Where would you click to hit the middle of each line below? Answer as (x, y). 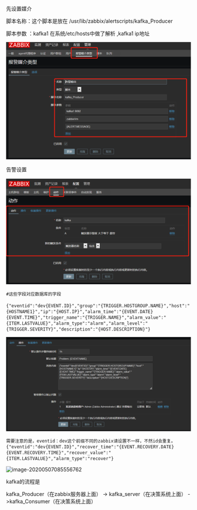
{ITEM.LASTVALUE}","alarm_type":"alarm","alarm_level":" (77, 324)
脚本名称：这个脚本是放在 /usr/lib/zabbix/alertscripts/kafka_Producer (89, 21)
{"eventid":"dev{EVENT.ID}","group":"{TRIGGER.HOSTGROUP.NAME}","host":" (98, 306)
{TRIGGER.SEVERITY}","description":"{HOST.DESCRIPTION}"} (78, 329)
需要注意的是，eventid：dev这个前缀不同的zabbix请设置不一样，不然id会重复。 (91, 441)
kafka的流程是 (23, 482)
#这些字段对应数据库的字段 (34, 294)
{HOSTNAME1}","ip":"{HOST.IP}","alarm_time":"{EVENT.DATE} (80, 312)
